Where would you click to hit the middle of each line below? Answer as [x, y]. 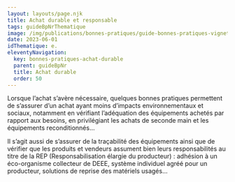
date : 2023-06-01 [33, 40]
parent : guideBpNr [41, 66]
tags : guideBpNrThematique [47, 26]
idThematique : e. [33, 46]
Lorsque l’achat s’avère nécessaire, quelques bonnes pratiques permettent [115, 98]
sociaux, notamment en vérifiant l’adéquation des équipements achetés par [116, 113]
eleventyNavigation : [37, 53]
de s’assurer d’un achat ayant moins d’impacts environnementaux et [106, 106]
